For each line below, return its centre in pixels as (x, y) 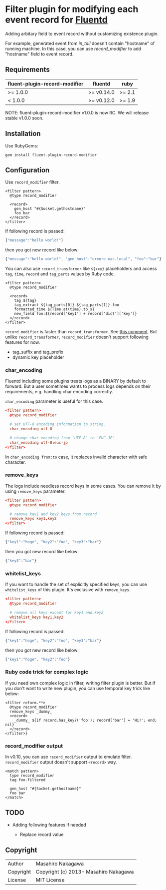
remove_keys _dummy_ (31, 711)
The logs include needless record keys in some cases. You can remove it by (83, 486)
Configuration (27, 170)
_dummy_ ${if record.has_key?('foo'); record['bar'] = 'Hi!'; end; (85, 720)
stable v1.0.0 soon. (24, 118)
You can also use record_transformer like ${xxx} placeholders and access (81, 269)
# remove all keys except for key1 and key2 (57, 613)
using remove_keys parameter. (35, 491)
